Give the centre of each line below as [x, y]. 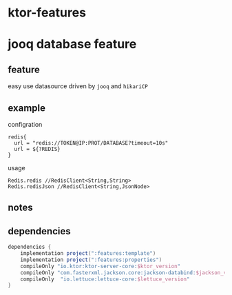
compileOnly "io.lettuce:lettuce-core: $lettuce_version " [105, 279]
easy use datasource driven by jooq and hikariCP [78, 86]
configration [25, 124]
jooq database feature [72, 44]
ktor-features [47, 13]
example [27, 108]
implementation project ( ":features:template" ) [88, 254]
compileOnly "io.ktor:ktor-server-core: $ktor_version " [101, 266]
